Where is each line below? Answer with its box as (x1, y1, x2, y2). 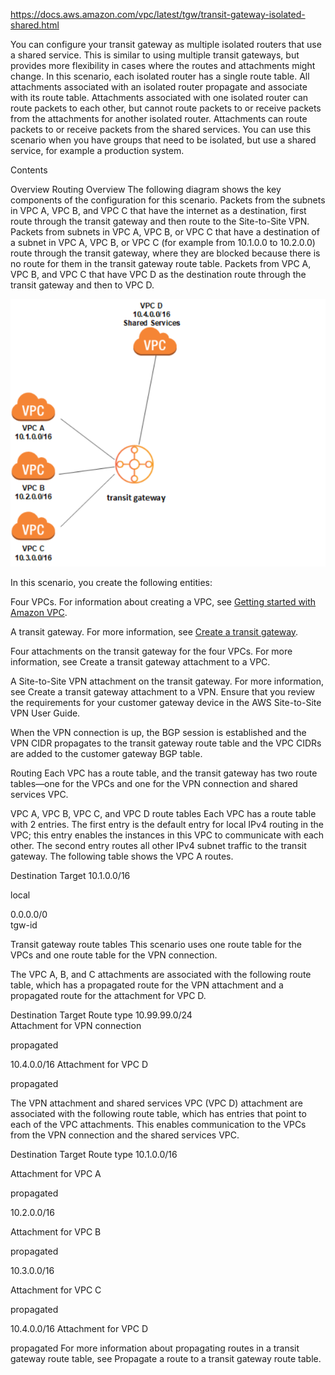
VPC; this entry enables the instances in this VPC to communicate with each (10, 829, 325, 841)
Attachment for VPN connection (10, 1019, 142, 1031)
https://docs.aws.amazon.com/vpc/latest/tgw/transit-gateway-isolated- (10, 9, 306, 20)
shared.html (10, 19, 60, 31)
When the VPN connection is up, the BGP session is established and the (10, 726, 307, 738)
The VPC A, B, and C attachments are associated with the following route (10, 968, 312, 980)
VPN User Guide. (10, 707, 81, 719)
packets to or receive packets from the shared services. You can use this (10, 124, 312, 135)
